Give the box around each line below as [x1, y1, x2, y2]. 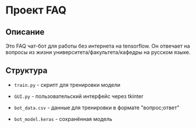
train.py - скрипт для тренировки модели [14, 81, 121, 88]
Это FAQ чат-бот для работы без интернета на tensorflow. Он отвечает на [5, 42, 191, 49]
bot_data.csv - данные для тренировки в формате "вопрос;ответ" [14, 104, 180, 111]
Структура [5, 66, 48, 76]
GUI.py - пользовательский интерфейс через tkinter [14, 92, 144, 100]
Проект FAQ [5, 4, 67, 17]
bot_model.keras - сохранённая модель [14, 115, 112, 122]
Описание [5, 27, 45, 37]
